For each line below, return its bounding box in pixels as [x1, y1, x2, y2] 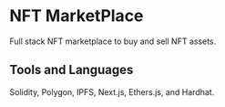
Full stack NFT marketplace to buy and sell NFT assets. [9, 36, 217, 47]
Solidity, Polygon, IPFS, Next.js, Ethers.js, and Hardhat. [9, 86, 215, 97]
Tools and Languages [9, 62, 134, 78]
